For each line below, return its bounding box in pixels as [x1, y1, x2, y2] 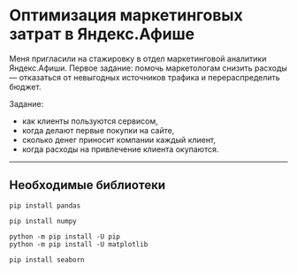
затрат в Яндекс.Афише [9, 24, 195, 44]
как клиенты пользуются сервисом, [21, 116, 158, 126]
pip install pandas [9, 201, 81, 210]
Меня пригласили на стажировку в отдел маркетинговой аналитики [9, 53, 267, 64]
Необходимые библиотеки [9, 178, 166, 193]
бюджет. [9, 81, 42, 92]
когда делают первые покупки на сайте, [21, 125, 175, 135]
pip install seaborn [9, 255, 86, 264]
